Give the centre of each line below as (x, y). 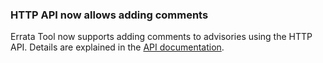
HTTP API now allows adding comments (109, 15)
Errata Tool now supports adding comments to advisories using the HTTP (161, 37)
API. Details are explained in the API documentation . (117, 47)
